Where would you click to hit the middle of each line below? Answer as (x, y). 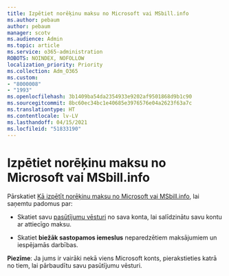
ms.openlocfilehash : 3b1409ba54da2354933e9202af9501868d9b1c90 (100, 97)
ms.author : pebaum (33, 20)
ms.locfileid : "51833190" (44, 129)
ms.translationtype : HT (41, 109)
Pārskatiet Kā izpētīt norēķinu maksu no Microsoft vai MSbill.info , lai (103, 196)
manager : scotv (29, 33)
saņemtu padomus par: (40, 204)
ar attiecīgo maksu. (44, 224)
